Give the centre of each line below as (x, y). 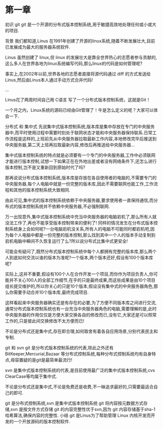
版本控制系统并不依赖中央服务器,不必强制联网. (64, 206)
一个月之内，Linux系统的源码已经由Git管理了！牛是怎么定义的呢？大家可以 (79, 110)
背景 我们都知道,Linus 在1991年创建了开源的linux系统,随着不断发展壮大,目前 (80, 41)
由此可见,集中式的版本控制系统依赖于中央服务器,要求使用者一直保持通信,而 (80, 200)
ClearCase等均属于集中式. (31, 376)
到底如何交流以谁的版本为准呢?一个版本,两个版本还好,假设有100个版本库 (81, 257)
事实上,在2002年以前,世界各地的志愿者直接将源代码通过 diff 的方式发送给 (78, 74)
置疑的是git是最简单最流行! (46, 360)
